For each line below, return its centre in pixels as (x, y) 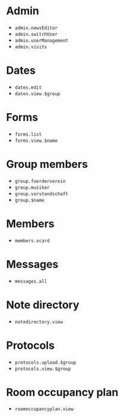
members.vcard (32, 241)
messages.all (31, 281)
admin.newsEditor (36, 28)
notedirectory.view (39, 322)
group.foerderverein (40, 181)
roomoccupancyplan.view (44, 409)
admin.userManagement (41, 40)
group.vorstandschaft (41, 194)
